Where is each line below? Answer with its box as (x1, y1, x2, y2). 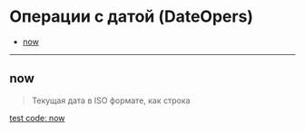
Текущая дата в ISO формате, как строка (31, 95, 191, 106)
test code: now (9, 112, 65, 123)
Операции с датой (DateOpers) (9, 6, 254, 27)
